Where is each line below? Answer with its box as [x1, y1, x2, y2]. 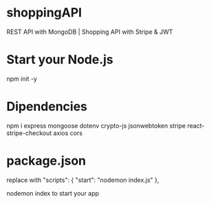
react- [187, 121, 205, 130]
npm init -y [6, 74, 37, 83]
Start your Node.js [6, 52, 114, 68]
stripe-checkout [6, 129, 52, 137]
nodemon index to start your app [6, 189, 100, 197]
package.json [6, 153, 87, 168]
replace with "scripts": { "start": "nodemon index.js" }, [6, 176, 159, 184]
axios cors [53, 129, 83, 137]
